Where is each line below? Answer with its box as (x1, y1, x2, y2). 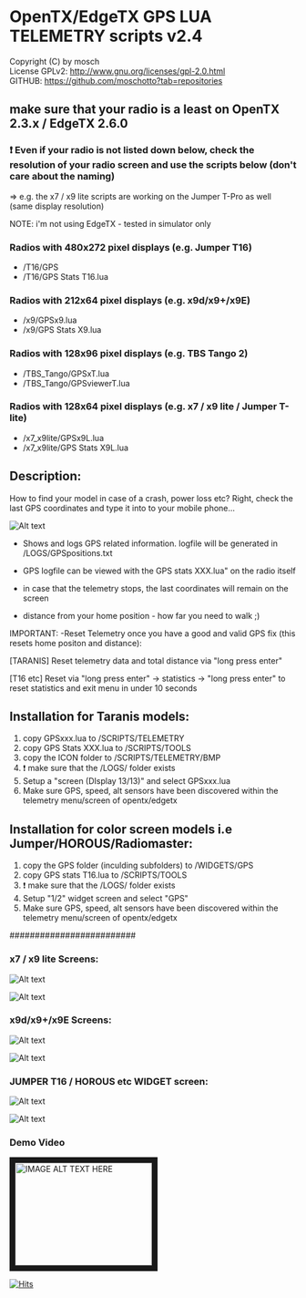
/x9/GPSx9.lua (22, 314, 77, 325)
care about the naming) (9, 170, 116, 183)
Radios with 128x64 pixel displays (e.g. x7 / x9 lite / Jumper (9, 400, 278, 413)
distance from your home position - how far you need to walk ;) (22, 610, 260, 621)
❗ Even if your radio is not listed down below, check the (9, 144, 255, 157)
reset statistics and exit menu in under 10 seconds (9, 682, 198, 694)
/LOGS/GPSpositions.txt (22, 547, 113, 558)
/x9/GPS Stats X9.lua (22, 324, 102, 335)
